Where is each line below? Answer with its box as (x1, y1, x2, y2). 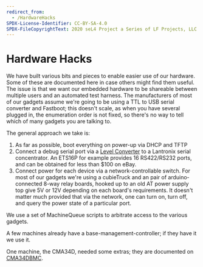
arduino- (168, 174, 190, 181)
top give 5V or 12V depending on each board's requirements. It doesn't (15, 187, 193, 194)
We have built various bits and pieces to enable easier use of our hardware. (6, 73, 196, 80)
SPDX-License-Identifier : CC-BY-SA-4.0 (6, 20, 108, 26)
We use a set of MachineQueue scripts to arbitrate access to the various (6, 212, 188, 219)
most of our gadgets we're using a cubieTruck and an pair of (15, 174, 167, 181)
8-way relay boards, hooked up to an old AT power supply (43, 180, 189, 188)
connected (15, 180, 43, 188)
